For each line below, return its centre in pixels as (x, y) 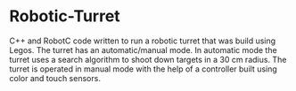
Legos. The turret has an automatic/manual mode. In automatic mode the (144, 49)
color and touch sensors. (55, 78)
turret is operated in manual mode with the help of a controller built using (144, 69)
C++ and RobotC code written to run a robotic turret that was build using (143, 41)
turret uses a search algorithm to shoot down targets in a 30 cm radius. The (148, 59)
